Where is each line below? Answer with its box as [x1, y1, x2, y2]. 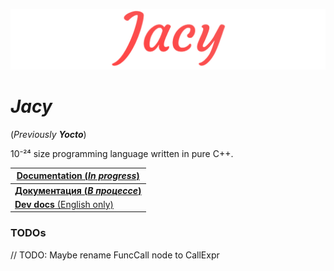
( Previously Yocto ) [10, 128, 87, 140]
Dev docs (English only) [14, 198, 115, 210]
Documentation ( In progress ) [16, 170, 140, 182]
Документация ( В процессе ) [14, 184, 142, 196]
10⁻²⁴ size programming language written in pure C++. [10, 147, 234, 159]
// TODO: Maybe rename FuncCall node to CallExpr [10, 249, 220, 261]
